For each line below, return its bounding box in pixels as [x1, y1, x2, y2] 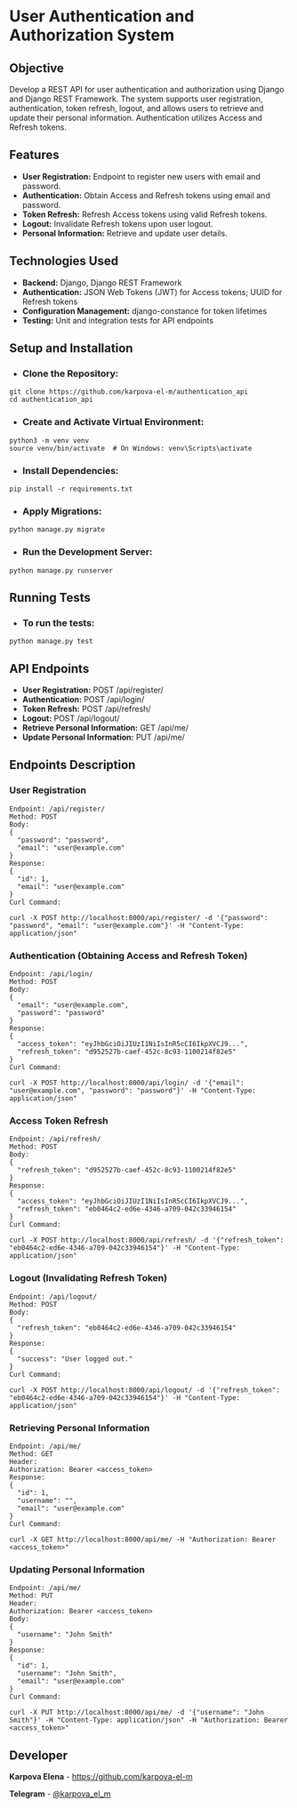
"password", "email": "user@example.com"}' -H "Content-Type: [9, 921, 245, 930]
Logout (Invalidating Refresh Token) [9, 1272, 167, 1284]
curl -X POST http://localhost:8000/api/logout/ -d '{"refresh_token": [9, 1385, 280, 1395]
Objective [9, 60, 65, 76]
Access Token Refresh [9, 1114, 108, 1126]
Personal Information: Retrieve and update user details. [21, 228, 229, 238]
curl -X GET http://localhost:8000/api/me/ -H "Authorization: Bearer [9, 1535, 277, 1544]
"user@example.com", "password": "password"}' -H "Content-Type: [9, 1086, 256, 1095]
